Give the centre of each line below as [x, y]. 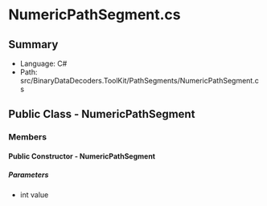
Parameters [29, 175]
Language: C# [43, 63]
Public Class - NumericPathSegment [102, 114]
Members [27, 137]
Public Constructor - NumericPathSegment [82, 156]
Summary [33, 44]
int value [34, 195]
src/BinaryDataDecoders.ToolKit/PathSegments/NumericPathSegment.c [139, 81]
